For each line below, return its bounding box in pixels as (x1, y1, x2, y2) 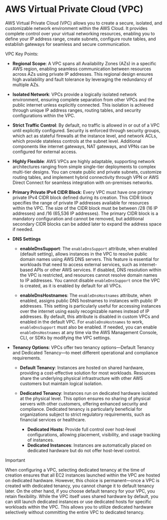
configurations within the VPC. (12, 112, 76, 118)
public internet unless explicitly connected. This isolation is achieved (12, 102, 154, 108)
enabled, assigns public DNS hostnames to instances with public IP (19, 298, 158, 304)
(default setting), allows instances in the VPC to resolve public (19, 251, 148, 257)
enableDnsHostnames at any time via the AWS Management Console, (19, 329, 158, 335)
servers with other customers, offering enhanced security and (19, 400, 148, 407)
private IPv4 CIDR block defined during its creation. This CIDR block (12, 194, 152, 200)
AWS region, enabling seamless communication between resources (12, 66, 152, 72)
